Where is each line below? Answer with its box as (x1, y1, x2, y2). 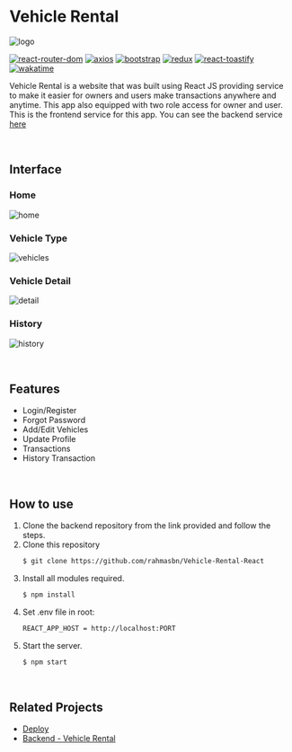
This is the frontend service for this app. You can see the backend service (9, 109, 283, 119)
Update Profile (22, 434, 76, 445)
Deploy (22, 723, 49, 734)
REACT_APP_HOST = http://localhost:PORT (22, 624, 176, 633)
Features (9, 381, 60, 396)
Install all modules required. (22, 573, 125, 584)
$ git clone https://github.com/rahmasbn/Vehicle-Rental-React (22, 557, 265, 566)
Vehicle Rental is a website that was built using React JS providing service (9, 80, 284, 91)
